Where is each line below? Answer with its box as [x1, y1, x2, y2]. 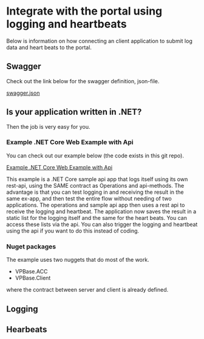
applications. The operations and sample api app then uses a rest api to [6, 201, 185, 208]
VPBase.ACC [15, 268, 48, 275]
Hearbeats [6, 324, 47, 335]
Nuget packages [6, 242, 56, 250]
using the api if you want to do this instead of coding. [6, 227, 140, 235]
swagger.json [6, 89, 40, 97]
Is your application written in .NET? [6, 107, 142, 117]
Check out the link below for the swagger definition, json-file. [6, 77, 160, 84]
